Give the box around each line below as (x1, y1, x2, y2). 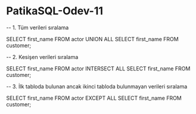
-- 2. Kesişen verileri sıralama (6, 53, 79, 60)
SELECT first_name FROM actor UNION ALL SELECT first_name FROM (6, 35, 179, 42)
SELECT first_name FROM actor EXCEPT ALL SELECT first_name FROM (6, 94, 182, 101)
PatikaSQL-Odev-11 (6, 4, 103, 18)
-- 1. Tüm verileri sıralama (6, 24, 69, 31)
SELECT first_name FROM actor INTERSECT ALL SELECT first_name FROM (6, 64, 191, 72)
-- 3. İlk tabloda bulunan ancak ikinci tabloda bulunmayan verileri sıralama (6, 82, 188, 90)
